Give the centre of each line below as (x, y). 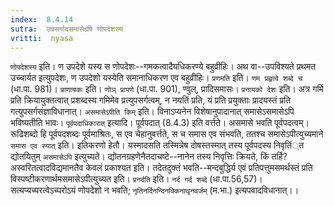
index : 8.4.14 (42, 19)
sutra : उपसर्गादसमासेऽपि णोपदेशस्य (66, 29)
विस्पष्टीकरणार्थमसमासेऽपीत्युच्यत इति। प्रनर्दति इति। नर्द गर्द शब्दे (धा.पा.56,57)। (136, 179)
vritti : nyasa (42, 38)
